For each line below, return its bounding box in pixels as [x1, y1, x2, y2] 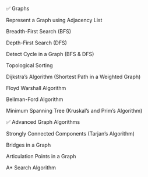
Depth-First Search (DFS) [6, 39, 67, 46]
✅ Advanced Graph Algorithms [6, 119, 80, 125]
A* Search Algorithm [6, 164, 57, 171]
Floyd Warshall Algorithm [6, 85, 66, 91]
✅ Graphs [6, 5, 30, 12]
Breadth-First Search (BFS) [6, 28, 72, 34]
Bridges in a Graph [6, 141, 51, 148]
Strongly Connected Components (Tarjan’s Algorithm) [6, 130, 135, 137]
